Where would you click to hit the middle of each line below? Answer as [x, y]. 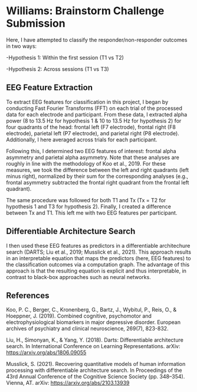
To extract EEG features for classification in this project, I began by [87, 102]
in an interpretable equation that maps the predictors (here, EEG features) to [98, 258]
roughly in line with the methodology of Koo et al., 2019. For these [86, 163]
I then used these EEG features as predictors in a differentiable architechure [98, 245]
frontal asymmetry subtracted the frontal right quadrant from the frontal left [98, 182]
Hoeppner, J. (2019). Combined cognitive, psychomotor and [79, 316]
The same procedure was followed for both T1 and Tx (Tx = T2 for [86, 200]
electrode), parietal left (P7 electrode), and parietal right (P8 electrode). [93, 133]
